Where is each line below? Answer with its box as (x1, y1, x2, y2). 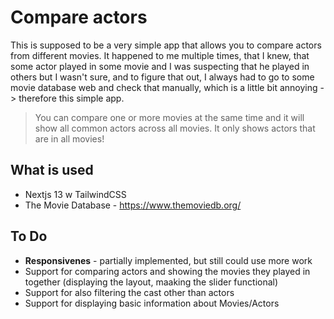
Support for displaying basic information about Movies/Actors (24, 297, 280, 309)
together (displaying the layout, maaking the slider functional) (24, 276, 279, 288)
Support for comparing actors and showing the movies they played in (24, 265, 311, 277)
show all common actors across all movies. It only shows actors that (34, 122, 316, 134)
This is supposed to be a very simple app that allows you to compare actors (10, 39, 322, 51)
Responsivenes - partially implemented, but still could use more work (24, 254, 313, 266)
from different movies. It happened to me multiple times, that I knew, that (10, 49, 310, 61)
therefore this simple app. (18, 92, 125, 104)
